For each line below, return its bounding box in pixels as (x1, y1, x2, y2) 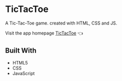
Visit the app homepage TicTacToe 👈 (5, 30, 83, 36)
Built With (5, 46, 36, 55)
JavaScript (12, 70, 35, 76)
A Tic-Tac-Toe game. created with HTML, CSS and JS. (5, 20, 117, 26)
